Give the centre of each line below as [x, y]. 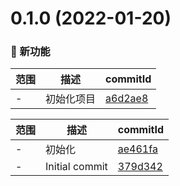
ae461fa [137, 149]
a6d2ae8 [127, 99]
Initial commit [76, 167]
